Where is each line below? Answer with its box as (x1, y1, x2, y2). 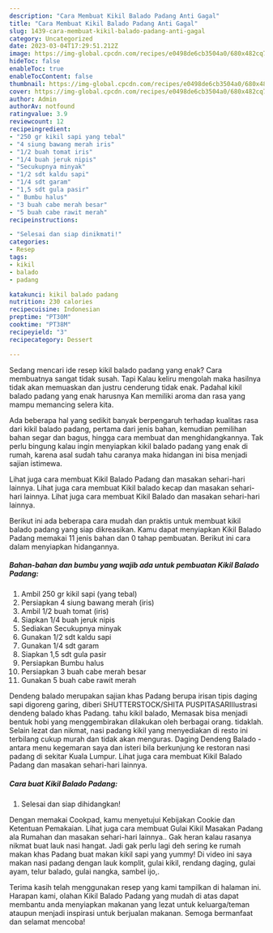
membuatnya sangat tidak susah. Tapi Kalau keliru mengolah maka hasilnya (9, 374, 262, 383)
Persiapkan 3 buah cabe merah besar (20, 667, 147, 676)
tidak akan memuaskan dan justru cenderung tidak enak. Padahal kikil (9, 382, 242, 392)
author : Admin (9, 95, 58, 103)
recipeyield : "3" (9, 328, 68, 336)
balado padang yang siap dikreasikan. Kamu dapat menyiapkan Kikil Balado (9, 525, 262, 534)
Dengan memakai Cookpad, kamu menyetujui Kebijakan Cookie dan (9, 815, 236, 825)
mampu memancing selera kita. (9, 400, 114, 409)
